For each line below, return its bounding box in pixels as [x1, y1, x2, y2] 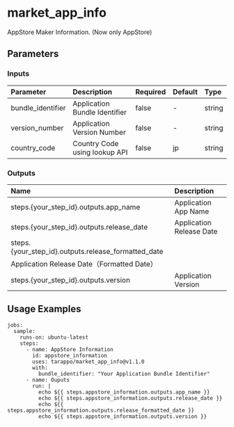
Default [173, 87, 198, 97]
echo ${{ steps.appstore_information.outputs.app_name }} [38, 388, 210, 396]
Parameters [7, 48, 59, 60]
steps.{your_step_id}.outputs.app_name [10, 202, 141, 211]
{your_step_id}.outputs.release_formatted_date [10, 246, 164, 256]
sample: [13, 328, 36, 335]
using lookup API [72, 147, 128, 157]
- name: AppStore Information [25, 346, 114, 353]
